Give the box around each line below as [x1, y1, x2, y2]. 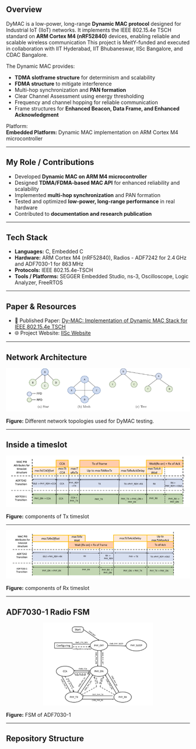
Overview [6, 5, 43, 15]
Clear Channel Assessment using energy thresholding [14, 92, 144, 99]
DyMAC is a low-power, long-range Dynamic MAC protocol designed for [6, 20, 182, 27]
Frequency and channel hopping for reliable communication [14, 99, 159, 106]
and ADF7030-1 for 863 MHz [14, 260, 84, 268]
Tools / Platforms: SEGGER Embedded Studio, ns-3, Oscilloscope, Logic [14, 273, 189, 280]
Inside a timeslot [6, 440, 68, 450]
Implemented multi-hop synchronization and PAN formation [14, 191, 160, 198]
